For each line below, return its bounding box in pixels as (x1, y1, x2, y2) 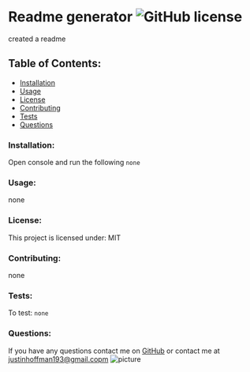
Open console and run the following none (8, 158, 140, 167)
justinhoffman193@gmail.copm (8, 354, 109, 363)
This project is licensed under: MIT (8, 233, 121, 242)
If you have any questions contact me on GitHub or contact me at (8, 346, 221, 355)
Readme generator (8, 8, 133, 26)
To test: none (8, 308, 49, 318)
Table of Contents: (8, 57, 102, 70)
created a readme (8, 34, 66, 43)
